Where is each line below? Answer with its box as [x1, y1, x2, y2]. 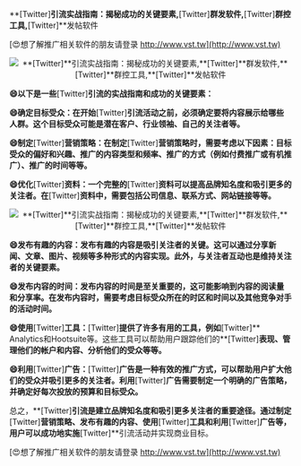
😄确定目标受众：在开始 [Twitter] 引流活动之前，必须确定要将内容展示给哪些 [9, 108, 285, 117]
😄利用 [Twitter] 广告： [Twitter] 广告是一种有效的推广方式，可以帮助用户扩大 [9, 364, 284, 375]
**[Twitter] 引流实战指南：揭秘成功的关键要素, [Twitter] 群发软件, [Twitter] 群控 [9, 9, 291, 19]
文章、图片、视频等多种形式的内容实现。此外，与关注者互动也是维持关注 [24, 251, 292, 261]
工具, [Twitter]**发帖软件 [9, 20, 99, 30]
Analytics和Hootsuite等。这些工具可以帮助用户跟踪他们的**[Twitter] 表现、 [9, 333, 283, 344]
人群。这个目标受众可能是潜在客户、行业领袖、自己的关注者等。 [9, 118, 245, 129]
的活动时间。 [9, 304, 56, 314]
